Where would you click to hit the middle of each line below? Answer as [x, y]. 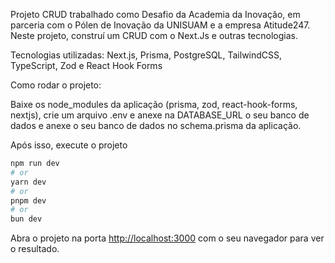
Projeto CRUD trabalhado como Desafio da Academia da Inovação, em [155, 14]
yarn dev [28, 182]
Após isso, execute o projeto [69, 145]
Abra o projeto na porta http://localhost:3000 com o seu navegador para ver [167, 238]
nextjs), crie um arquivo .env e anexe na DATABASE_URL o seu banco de [160, 115]
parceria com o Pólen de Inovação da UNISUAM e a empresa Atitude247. [160, 25]
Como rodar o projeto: [56, 85]
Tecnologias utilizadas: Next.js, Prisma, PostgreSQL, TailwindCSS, [146, 55]
